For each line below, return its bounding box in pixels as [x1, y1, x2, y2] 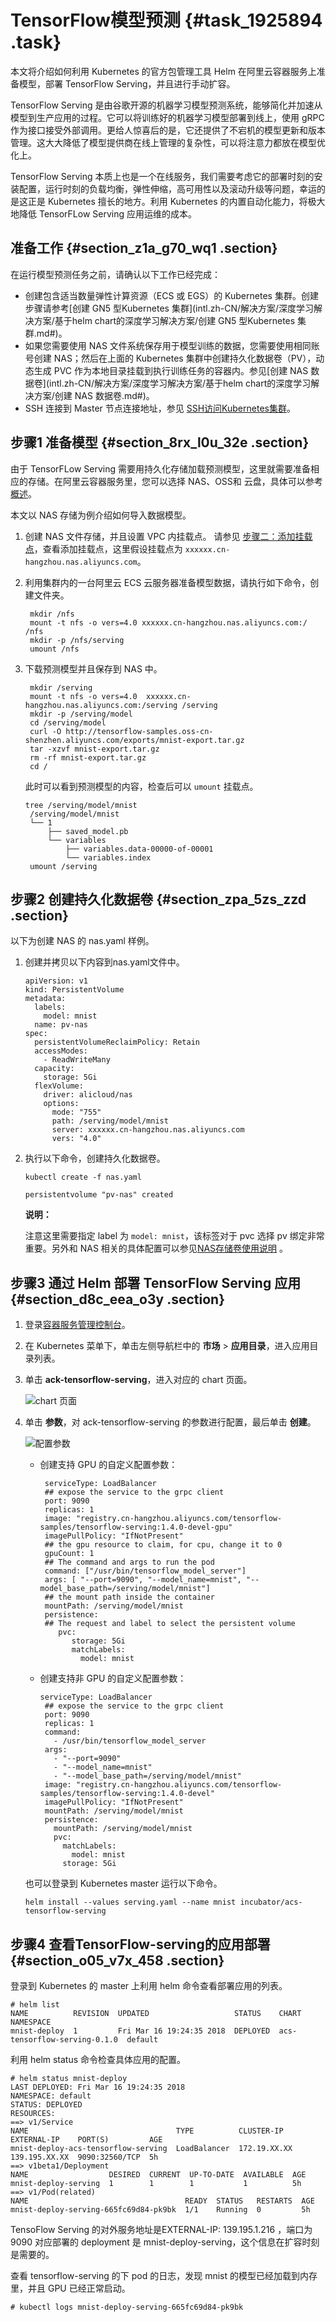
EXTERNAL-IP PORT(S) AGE [10, 2135, 163, 2145]
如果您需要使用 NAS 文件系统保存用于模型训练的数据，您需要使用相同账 [24, 339, 320, 351]
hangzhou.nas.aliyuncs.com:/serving [24, 700, 178, 710]
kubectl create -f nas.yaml [24, 1172, 142, 1183]
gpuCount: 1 [44, 1549, 95, 1559]
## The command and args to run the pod [44, 1557, 215, 1568]
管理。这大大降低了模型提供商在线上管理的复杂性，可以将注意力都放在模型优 [10, 136, 326, 148]
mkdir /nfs [29, 609, 75, 619]
